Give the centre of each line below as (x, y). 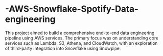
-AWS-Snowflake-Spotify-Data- (72, 9)
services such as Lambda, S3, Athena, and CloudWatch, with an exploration (81, 43)
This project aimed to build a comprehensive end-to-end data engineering (80, 33)
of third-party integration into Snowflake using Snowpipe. (63, 48)
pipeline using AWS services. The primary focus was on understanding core (82, 38)
